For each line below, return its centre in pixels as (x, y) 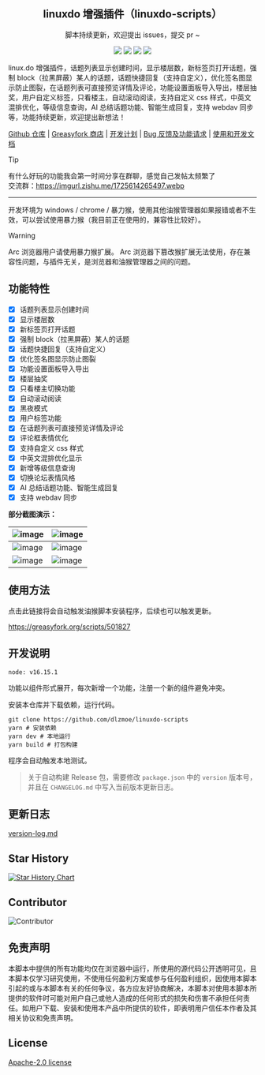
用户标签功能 (40, 418)
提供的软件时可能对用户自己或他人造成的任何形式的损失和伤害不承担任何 (125, 998)
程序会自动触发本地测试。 (50, 760)
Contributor (37, 902)
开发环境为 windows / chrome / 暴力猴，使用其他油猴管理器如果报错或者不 (129, 210)
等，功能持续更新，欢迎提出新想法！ (67, 117)
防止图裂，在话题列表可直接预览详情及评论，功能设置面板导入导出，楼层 (132, 87)
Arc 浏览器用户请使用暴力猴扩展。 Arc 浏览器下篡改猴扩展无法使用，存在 (126, 252)
